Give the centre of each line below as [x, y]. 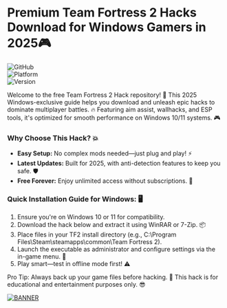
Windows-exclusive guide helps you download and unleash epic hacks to [111, 102]
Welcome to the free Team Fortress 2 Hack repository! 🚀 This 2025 [102, 95]
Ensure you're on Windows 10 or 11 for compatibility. [91, 217]
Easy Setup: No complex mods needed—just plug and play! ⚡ [105, 153]
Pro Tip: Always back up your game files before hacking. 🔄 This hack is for [113, 277]
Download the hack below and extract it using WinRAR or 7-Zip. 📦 [111, 224]
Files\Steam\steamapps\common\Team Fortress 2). [89, 241]
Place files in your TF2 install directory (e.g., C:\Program [97, 234]
